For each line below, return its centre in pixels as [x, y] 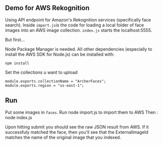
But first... [15, 40]
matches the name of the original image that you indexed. [63, 137]
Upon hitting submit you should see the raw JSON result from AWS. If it [77, 127]
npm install [17, 63]
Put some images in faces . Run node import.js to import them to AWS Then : [81, 112]
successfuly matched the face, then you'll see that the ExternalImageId [77, 132]
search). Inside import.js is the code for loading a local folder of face [75, 25]
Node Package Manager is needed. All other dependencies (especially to [79, 49]
